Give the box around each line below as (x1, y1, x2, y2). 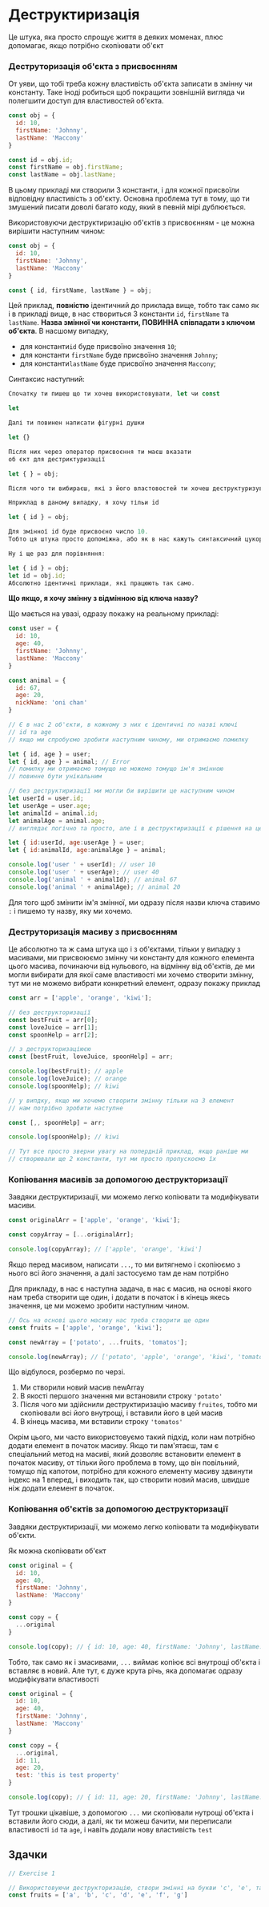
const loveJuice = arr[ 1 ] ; (8, 1023, 98, 1032)
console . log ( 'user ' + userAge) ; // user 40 (8, 868, 159, 876)
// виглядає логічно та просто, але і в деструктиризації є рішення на (8, 824, 252, 832)
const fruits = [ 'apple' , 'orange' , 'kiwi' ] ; (8, 1324, 163, 1332)
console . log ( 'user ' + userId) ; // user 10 (8, 861, 156, 869)
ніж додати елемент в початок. (8, 1483, 114, 1493)
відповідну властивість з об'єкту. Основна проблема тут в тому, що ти (8, 194, 251, 204)
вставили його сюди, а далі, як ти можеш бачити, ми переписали (8, 1816, 232, 1826)
